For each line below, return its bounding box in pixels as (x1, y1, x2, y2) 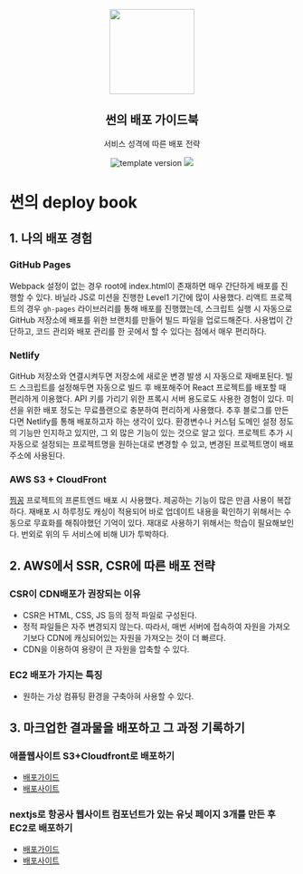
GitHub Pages (9, 258, 71, 271)
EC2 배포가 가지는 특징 (9, 668, 103, 681)
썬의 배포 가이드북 (105, 112, 199, 128)
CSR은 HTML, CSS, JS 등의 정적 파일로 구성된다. (22, 609, 197, 620)
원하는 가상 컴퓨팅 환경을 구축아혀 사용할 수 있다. (22, 691, 194, 702)
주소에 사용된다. (9, 450, 66, 461)
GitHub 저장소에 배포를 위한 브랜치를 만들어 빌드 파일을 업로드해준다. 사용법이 (9, 314, 284, 325)
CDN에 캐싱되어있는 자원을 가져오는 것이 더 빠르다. (46, 632, 226, 643)
